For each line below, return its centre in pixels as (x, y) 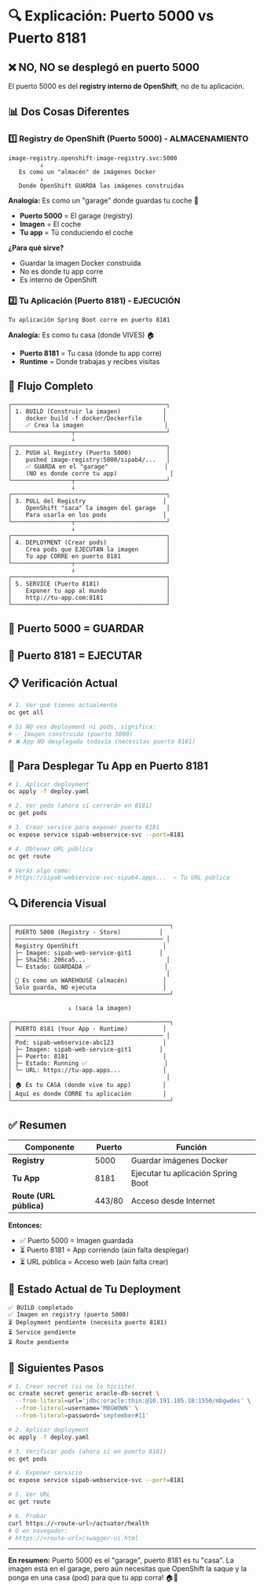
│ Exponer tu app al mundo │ (89, 590)
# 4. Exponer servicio (45, 1473)
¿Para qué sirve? (36, 248)
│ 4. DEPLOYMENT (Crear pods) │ (89, 542)
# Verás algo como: (40, 870)
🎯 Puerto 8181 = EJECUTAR (75, 655)
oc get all (26, 713)
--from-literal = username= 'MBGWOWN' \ (77, 1409)
